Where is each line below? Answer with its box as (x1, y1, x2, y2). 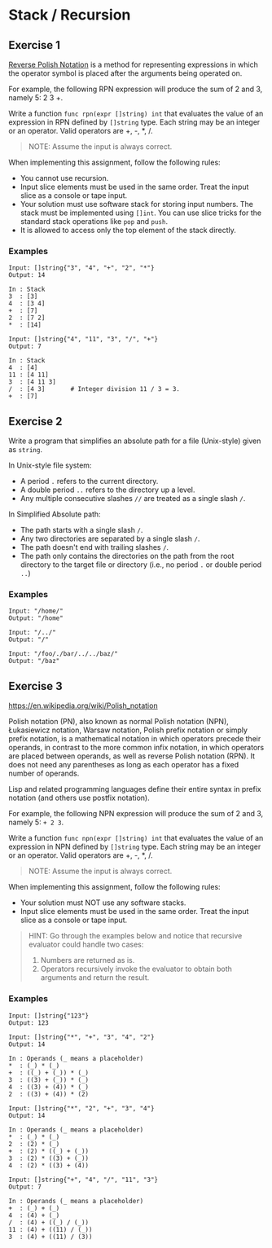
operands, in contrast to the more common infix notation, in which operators (8, 743, 265, 753)
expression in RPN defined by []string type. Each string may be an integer (8, 117, 261, 127)
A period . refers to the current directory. (20, 477, 159, 486)
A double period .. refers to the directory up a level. (20, 485, 195, 494)
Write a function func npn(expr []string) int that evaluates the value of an (8, 833, 264, 843)
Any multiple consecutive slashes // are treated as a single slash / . (20, 494, 246, 503)
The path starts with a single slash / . (20, 525, 143, 535)
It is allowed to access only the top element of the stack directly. (20, 226, 236, 235)
